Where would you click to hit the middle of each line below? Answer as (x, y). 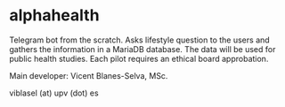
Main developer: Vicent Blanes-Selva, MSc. (89, 75)
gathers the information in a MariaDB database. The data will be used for (142, 49)
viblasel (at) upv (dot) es (54, 93)
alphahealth (54, 15)
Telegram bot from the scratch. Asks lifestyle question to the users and (139, 40)
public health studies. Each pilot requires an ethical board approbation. (139, 58)
